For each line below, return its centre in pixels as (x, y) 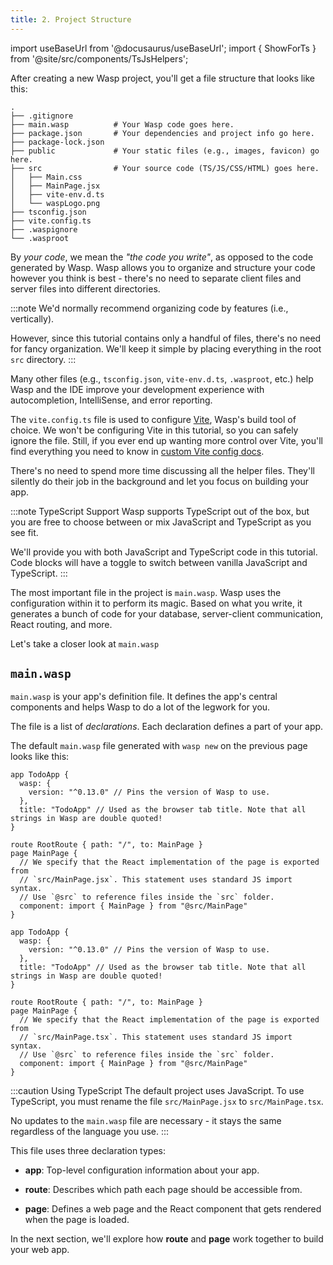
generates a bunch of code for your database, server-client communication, (167, 613)
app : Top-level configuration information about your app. (142, 1170)
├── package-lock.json (57, 142)
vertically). (32, 318)
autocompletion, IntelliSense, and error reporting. (111, 400)
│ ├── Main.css (46, 177)
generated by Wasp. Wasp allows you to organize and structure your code (163, 267)
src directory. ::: (43, 359)
